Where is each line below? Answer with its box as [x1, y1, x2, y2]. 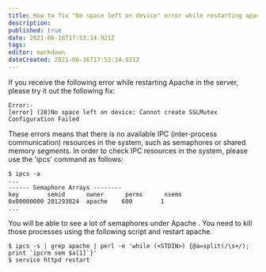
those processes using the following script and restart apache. [8, 227, 212, 236]
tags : [8, 41, 26, 49]
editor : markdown [8, 48, 66, 56]
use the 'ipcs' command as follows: [8, 154, 124, 163]
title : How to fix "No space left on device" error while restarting [8, 11, 243, 20]
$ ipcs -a [8, 170, 41, 178]
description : [8, 19, 51, 27]
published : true [8, 26, 62, 34]
